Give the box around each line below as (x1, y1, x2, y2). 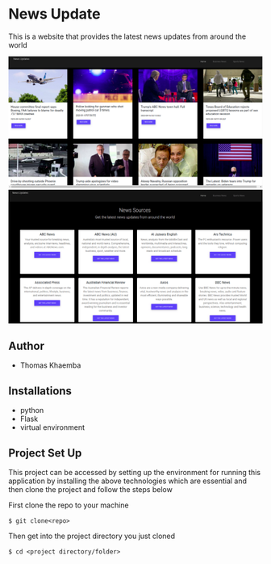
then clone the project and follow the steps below (8, 485, 173, 495)
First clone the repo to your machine (8, 500, 129, 510)
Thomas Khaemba (19, 360, 81, 370)
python (19, 406, 44, 415)
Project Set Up (8, 446, 82, 460)
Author (8, 339, 44, 352)
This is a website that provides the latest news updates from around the (8, 32, 247, 41)
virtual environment (19, 423, 85, 432)
